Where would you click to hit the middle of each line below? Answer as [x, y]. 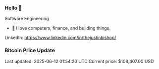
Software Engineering [27, 19]
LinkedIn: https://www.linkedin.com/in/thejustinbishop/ [60, 38]
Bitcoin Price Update [30, 50]
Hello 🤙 [13, 8]
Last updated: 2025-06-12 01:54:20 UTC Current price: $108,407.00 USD [79, 61]
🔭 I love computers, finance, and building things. [61, 28]
